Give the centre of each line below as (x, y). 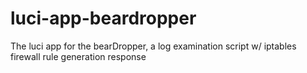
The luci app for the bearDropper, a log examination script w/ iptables (153, 46)
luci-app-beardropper (103, 18)
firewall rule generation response (78, 56)
